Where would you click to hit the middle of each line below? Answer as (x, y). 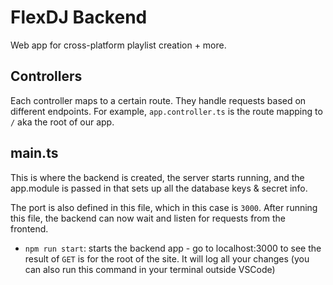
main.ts (34, 153)
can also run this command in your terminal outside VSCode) (150, 269)
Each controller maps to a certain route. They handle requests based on (158, 100)
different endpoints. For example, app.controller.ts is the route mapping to (166, 111)
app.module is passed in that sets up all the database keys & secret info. (159, 188)
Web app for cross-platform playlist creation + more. (118, 45)
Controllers (46, 76)
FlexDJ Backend (79, 17)
